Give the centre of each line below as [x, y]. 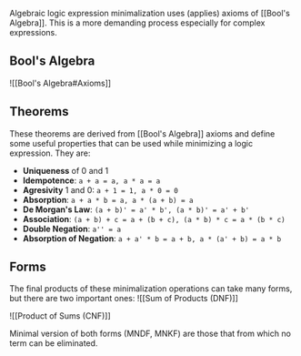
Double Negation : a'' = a [71, 229]
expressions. [33, 32]
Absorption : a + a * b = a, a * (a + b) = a [108, 199]
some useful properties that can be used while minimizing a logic [131, 143]
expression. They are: [50, 153]
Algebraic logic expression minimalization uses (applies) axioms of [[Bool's [150, 13]
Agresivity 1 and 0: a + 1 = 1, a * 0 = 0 [100, 189]
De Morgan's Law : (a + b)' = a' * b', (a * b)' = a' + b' [136, 209]
